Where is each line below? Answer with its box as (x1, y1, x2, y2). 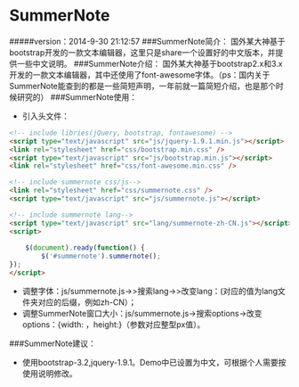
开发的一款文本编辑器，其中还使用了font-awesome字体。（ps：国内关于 (9, 69, 271, 80)
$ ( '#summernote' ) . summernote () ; (41, 251, 162, 261)
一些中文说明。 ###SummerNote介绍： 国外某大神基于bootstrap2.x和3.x (16, 58, 283, 69)
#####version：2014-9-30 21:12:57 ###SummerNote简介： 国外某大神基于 (9, 36, 286, 46)
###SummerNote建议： (9, 338, 96, 349)
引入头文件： (21, 111, 69, 121)
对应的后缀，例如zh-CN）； (37, 296, 137, 308)
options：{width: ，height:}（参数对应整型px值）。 (21, 318, 206, 330)
